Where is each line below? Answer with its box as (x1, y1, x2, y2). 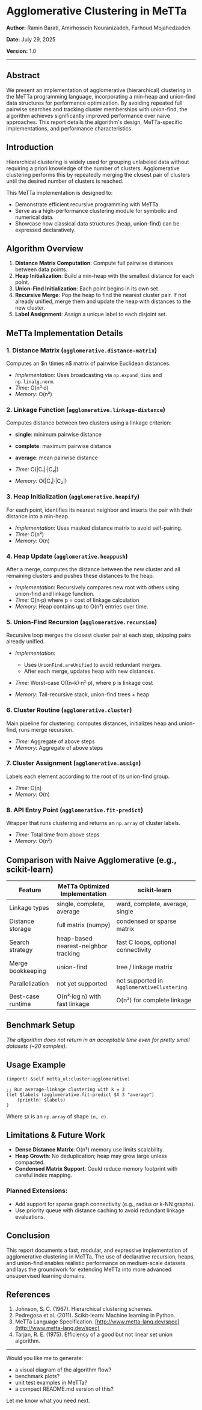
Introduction (6, 143, 54, 153)
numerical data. (14, 213, 54, 221)
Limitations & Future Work (6, 1130, 106, 1140)
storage (9, 924, 31, 933)
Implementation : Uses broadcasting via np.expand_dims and (14, 372, 162, 379)
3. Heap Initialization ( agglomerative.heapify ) (6, 492, 140, 501)
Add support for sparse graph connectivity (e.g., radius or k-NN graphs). (14, 1200, 195, 1207)
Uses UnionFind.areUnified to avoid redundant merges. (23, 661, 162, 669)
